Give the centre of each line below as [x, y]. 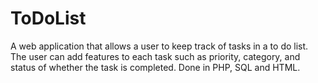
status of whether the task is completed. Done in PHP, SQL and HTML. [155, 67]
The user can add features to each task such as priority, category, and [155, 56]
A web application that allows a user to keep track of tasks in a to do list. [159, 46]
